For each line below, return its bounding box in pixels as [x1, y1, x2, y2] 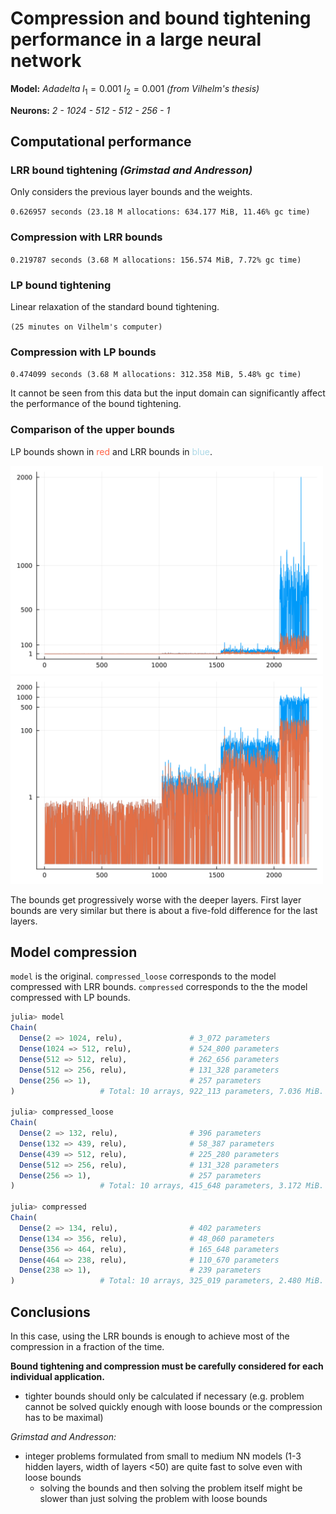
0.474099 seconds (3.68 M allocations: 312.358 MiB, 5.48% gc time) [10, 370, 302, 380]
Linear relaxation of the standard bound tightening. [10, 301, 220, 313]
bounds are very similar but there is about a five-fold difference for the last [10, 904, 318, 916]
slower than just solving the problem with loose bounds [39, 1492, 268, 1504]
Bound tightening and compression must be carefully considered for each [10, 1360, 324, 1372]
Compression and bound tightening [10, 7, 312, 30]
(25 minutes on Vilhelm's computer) [10, 322, 163, 332]
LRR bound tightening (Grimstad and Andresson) [10, 163, 253, 177]
